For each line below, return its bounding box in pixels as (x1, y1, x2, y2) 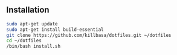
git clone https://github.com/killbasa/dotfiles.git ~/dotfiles (6, 32, 172, 38)
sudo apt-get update (6, 21, 59, 27)
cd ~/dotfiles (6, 37, 42, 44)
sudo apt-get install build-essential (6, 27, 104, 33)
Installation (6, 5, 50, 15)
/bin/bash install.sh (6, 44, 61, 50)
